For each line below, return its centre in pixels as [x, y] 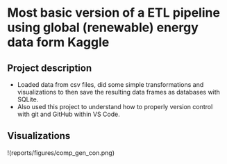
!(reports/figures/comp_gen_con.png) [61, 153]
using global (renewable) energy [103, 27]
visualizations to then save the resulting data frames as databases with [119, 92]
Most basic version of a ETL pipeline [114, 13]
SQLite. [28, 99]
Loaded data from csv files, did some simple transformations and [110, 84]
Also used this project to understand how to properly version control [115, 107]
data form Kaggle [58, 42]
